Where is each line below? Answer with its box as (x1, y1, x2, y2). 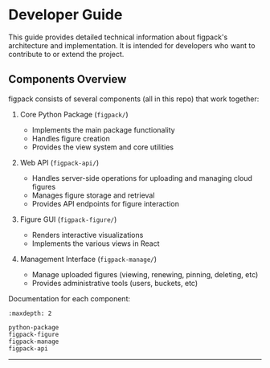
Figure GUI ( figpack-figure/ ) (19, 215, 117, 224)
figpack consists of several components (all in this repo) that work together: (8, 94, 260, 104)
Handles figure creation (31, 133, 110, 143)
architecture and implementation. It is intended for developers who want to (8, 40, 256, 50)
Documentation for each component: (8, 293, 131, 303)
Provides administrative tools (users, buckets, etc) (31, 278, 198, 288)
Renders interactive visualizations (31, 230, 144, 239)
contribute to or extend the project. (8, 49, 125, 59)
